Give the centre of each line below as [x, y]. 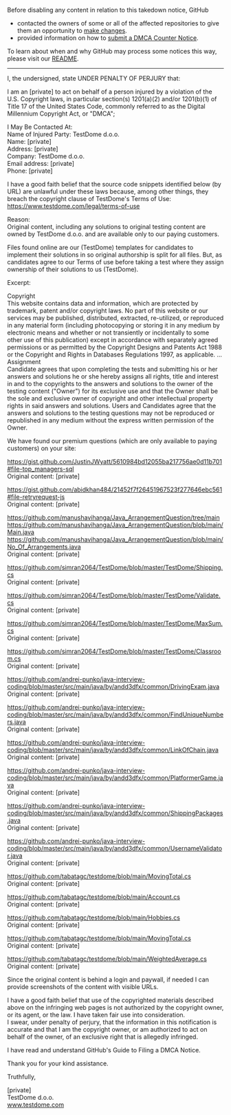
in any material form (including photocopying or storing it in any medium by [113, 325]
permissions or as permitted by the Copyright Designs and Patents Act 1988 [114, 347]
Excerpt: [19, 283]
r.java [15, 856]
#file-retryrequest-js [36, 497]
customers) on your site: [42, 448]
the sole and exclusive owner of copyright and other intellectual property [110, 398]
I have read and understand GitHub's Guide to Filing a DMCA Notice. [104, 1050]
